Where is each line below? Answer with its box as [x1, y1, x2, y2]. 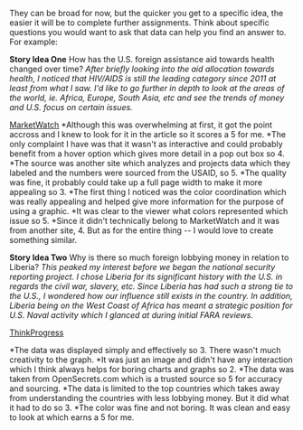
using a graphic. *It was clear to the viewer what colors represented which [9, 206, 289, 216]
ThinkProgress [9, 327, 64, 338]
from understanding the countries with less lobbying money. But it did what [9, 393, 289, 403]
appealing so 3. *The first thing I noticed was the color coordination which [9, 187, 287, 197]
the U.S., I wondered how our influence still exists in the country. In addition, [9, 291, 293, 301]
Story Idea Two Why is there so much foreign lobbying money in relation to [9, 252, 289, 263]
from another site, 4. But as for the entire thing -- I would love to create [9, 225, 274, 236]
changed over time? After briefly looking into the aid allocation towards [9, 63, 275, 74]
